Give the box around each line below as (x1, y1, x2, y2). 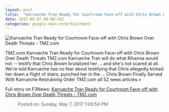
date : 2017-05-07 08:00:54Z (5, 16, 64, 21)
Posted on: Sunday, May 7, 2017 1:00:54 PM (17, 101, 108, 107)
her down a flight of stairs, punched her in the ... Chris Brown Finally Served (5, 71, 162, 77)
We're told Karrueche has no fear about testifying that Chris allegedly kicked (5, 66, 164, 72)
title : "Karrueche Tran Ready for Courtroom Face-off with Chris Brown (5, 12, 161, 17)
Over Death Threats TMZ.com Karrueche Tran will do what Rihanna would (5, 55, 158, 61)
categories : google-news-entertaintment (5, 21, 92, 26)
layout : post (5, 7, 33, 12)
